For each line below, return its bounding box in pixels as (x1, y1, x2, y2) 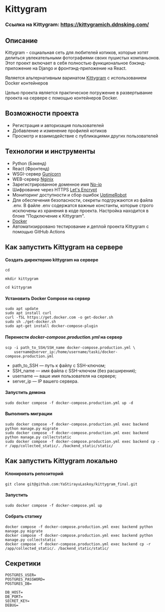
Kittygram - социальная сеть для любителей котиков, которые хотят (5, 49, 149, 55)
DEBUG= (5, 603, 19, 608)
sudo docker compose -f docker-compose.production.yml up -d (5, 400, 133, 405)
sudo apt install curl (5, 310, 52, 316)
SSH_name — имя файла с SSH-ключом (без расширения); (12, 367, 137, 374)
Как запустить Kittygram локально (5, 457, 118, 465)
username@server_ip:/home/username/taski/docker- (14, 350, 118, 354)
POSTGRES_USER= (5, 572, 36, 577)
